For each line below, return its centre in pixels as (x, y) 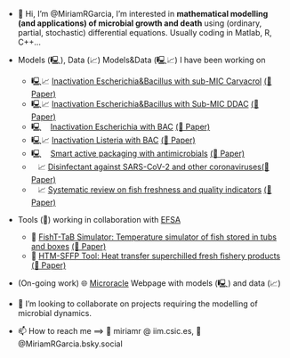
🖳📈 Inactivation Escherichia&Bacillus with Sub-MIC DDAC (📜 (145, 104)
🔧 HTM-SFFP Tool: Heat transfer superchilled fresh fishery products (156, 256)
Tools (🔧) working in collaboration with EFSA (99, 220)
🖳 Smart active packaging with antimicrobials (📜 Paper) (138, 153)
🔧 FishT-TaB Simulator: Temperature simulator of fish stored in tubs (154, 237)
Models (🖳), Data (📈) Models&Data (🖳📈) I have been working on (141, 60)
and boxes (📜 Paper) (68, 246)
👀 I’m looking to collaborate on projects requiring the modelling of (137, 304)
